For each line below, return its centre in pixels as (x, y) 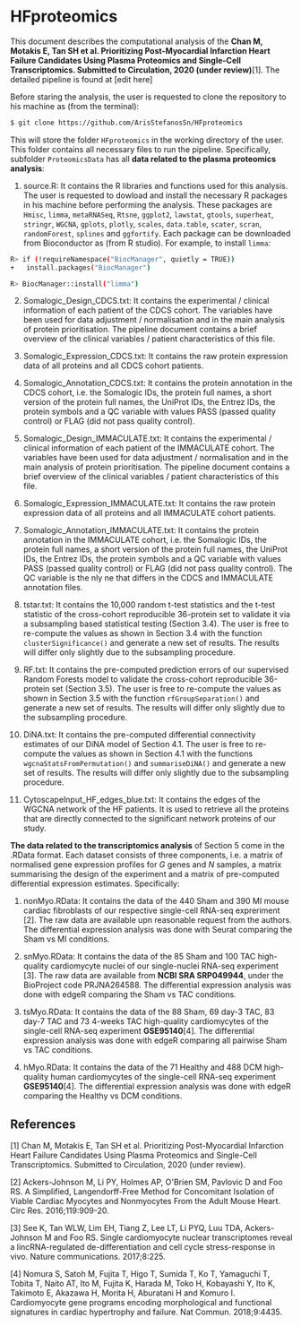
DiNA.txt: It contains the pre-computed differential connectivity (139, 735)
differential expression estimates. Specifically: (95, 883)
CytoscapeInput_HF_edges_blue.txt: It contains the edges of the (142, 800)
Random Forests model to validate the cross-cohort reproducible (142, 679)
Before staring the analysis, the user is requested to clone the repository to (148, 97)
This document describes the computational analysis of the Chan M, (137, 41)
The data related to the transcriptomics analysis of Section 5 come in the (147, 846)
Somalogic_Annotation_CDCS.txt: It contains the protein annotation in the (158, 383)
